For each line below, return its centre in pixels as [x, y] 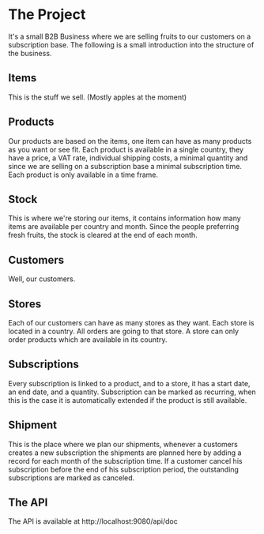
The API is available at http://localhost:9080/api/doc [93, 521]
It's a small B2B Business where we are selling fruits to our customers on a [130, 36]
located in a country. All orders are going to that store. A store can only [124, 331]
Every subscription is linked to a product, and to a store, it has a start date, [129, 383]
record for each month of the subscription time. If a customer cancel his [125, 461]
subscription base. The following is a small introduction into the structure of [131, 44]
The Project [47, 15]
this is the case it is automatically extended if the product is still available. [128, 400]
